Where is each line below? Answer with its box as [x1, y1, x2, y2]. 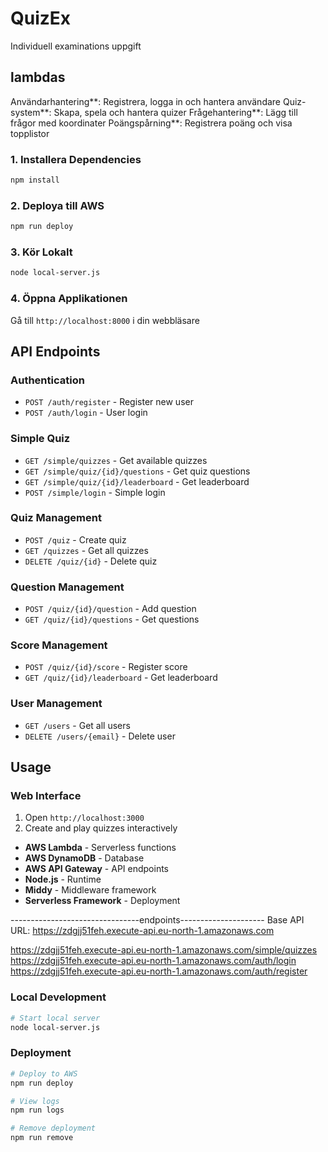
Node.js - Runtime [24, 873, 102, 886]
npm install [10, 175, 60, 186]
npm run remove [10, 1133, 74, 1143]
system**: [10, 106, 52, 118]
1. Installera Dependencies [10, 152, 142, 166]
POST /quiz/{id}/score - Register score [24, 661, 188, 673]
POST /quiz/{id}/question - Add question [24, 603, 197, 615]
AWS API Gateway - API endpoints [24, 863, 169, 875]
